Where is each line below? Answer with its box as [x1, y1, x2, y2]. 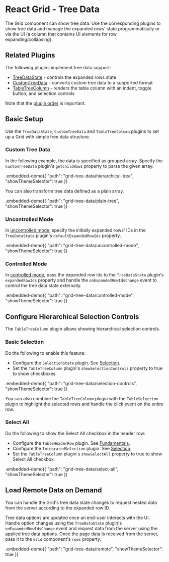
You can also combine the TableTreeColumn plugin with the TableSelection [5, 395, 158, 401]
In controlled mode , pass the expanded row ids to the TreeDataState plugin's [5, 272, 164, 278]
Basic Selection [5, 339, 44, 346]
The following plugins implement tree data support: [5, 64, 112, 70]
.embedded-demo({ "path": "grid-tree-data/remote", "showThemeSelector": [5, 546, 163, 552]
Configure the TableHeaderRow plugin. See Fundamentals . [12, 440, 130, 446]
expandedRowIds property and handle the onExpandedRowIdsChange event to [5, 277, 157, 284]
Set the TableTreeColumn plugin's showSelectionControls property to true [12, 365, 163, 371]
